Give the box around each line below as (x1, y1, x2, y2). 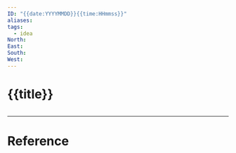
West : (7, 56, 23, 63)
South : (7, 50, 27, 57)
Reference (7, 133, 69, 149)
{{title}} (7, 86, 54, 102)
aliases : (7, 17, 33, 24)
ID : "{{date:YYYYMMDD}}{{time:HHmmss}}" (7, 10, 128, 18)
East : (7, 43, 23, 50)
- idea (13, 29, 33, 37)
